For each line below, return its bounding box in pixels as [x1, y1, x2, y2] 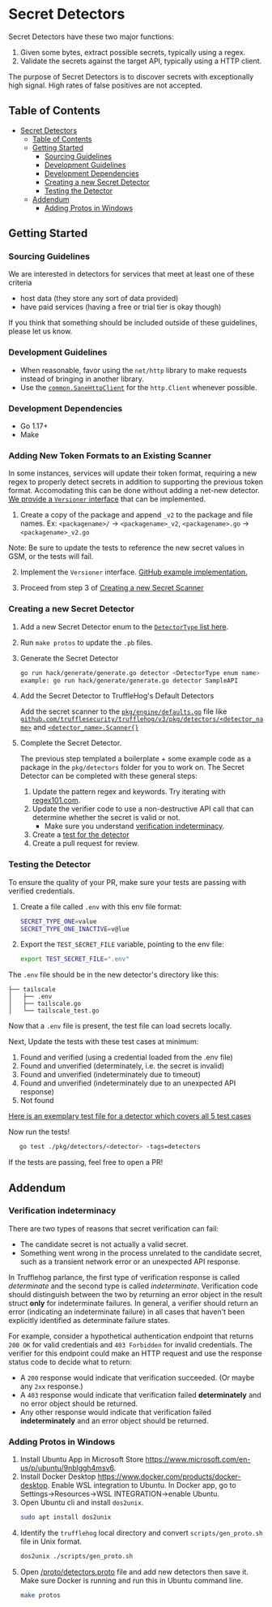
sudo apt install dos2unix [19, 1514, 112, 1522]
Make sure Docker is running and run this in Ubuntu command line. [19, 1575, 244, 1585]
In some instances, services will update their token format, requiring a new [8, 468, 257, 479]
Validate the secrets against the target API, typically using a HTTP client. [19, 56, 261, 66]
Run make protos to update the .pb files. [19, 638, 153, 647]
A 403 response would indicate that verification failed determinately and [19, 1390, 261, 1399]
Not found [19, 1096, 54, 1106]
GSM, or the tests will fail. [8, 552, 94, 561]
